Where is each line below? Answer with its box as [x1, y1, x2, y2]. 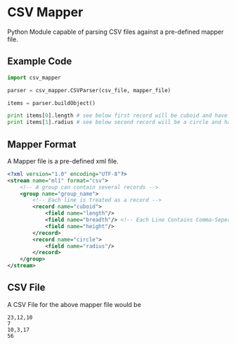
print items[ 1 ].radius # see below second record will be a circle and [7, 119, 221, 126]
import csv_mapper [7, 74, 61, 81]
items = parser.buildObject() [7, 99, 96, 106]
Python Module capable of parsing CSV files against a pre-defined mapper [7, 27, 224, 36]
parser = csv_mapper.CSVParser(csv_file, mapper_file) [7, 87, 171, 94]
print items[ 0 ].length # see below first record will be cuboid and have [7, 112, 228, 120]
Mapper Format [7, 138, 77, 150]
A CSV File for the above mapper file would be [7, 300, 142, 308]
